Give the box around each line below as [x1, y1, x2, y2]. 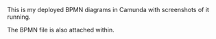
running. [7, 13, 31, 21]
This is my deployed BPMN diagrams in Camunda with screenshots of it [7, 6, 209, 13]
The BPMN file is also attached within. [7, 26, 115, 34]
